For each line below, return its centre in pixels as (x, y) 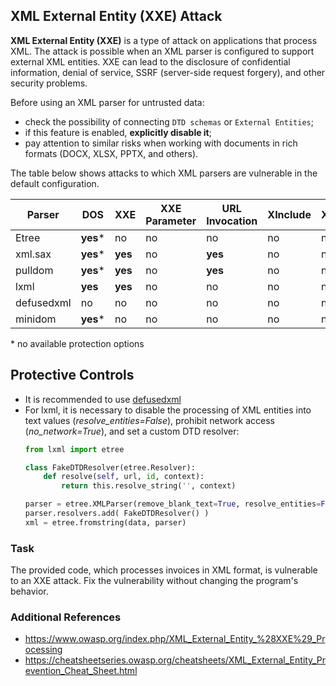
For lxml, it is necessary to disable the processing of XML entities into (168, 410)
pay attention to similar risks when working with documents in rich (161, 143)
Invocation (232, 221)
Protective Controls (72, 375)
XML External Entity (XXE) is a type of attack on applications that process (164, 40)
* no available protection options (77, 343)
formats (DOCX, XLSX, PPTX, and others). (111, 153)
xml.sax (33, 254)
